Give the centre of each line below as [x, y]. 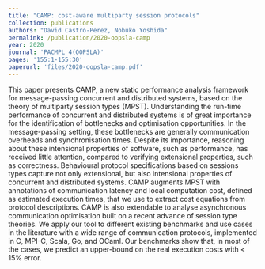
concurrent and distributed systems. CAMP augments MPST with [114, 182]
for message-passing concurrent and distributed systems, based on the [125, 98]
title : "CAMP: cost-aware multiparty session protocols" [104, 15]
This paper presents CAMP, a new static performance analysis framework [129, 89]
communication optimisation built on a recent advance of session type [123, 215]
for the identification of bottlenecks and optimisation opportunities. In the [127, 123]
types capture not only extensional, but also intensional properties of [120, 173]
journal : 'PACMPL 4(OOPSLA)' [56, 52]
